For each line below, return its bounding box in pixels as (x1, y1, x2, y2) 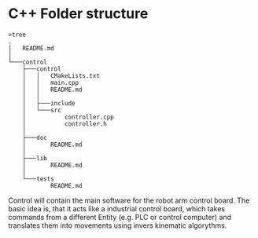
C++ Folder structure (8, 5, 149, 23)
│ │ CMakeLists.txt (22, 71, 101, 79)
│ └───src (22, 106, 61, 114)
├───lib (22, 154, 47, 162)
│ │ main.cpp (22, 79, 79, 86)
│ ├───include (22, 99, 76, 107)
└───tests (22, 174, 55, 183)
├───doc (22, 134, 47, 141)
